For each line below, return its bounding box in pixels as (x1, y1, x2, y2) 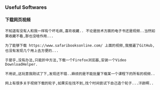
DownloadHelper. (5, 62, 38, 67)
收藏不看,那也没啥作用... (8, 34, 54, 39)
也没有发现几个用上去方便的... (5, 48, 59, 54)
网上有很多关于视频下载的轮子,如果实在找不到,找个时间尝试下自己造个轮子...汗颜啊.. (5, 81, 154, 86)
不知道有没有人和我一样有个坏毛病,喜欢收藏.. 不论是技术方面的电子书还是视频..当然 (5, 29, 152, 34)
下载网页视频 (5, 17, 31, 22)
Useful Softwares (5, 4, 47, 11)
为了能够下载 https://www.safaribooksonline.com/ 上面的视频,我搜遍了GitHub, (5, 43, 155, 48)
